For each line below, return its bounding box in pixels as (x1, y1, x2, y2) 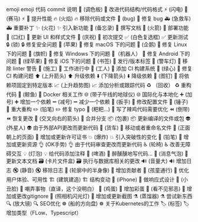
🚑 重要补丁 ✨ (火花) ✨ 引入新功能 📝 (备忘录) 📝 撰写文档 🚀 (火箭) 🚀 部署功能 (6, 24, 189, 31)
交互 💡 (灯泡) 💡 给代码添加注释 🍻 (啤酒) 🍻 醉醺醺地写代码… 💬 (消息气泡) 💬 (11, 150, 189, 157)
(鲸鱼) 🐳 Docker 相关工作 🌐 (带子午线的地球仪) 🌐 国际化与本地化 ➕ (22, 91, 184, 98)
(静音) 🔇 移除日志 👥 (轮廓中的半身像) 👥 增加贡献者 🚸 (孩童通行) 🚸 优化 (20, 167, 189, 173)
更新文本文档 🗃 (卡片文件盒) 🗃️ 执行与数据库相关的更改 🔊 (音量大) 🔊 (6, 157, 175, 165)
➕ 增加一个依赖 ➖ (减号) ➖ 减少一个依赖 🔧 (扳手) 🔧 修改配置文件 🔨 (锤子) (14, 98, 189, 105)
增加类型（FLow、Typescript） (6, 210, 82, 216)
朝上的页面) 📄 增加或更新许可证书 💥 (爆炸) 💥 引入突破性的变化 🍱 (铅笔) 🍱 (6, 133, 183, 140)
